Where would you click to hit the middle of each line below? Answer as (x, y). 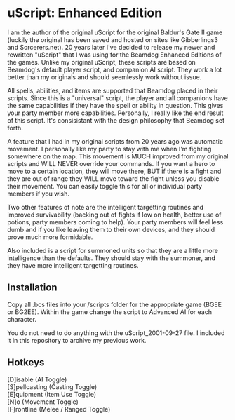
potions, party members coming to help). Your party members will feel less (115, 222)
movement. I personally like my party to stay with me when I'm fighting (109, 149)
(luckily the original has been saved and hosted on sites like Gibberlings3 (113, 39)
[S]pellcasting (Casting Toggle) (52, 386)
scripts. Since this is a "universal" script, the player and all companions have (117, 98)
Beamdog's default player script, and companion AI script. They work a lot (115, 69)
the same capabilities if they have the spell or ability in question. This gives (115, 105)
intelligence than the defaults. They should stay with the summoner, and (112, 258)
